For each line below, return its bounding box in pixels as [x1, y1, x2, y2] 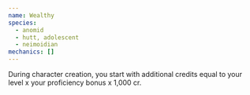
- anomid [15, 26, 44, 34]
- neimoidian [15, 41, 58, 49]
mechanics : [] [8, 48, 55, 56]
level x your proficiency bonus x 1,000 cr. [8, 78, 142, 87]
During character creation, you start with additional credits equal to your [8, 70, 243, 79]
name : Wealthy [8, 11, 55, 20]
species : [8, 19, 37, 27]
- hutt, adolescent [15, 33, 80, 42]
